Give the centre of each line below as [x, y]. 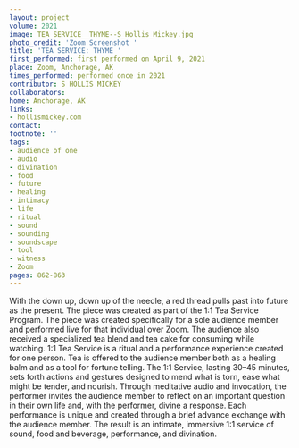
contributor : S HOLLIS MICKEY [66, 84]
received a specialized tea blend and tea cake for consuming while [132, 338]
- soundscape [33, 242]
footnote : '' [33, 134]
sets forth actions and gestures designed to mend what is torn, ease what [145, 376]
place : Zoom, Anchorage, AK [62, 68]
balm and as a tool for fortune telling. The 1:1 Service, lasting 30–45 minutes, [149, 367]
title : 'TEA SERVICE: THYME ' [66, 51]
